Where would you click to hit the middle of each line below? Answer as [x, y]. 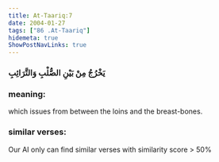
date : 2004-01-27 [37, 23]
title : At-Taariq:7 [40, 15]
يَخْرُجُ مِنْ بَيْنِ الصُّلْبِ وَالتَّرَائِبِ [57, 73]
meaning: [27, 94]
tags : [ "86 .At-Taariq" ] [49, 30]
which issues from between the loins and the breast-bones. [106, 111]
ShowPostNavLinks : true [48, 45]
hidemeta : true [33, 38]
